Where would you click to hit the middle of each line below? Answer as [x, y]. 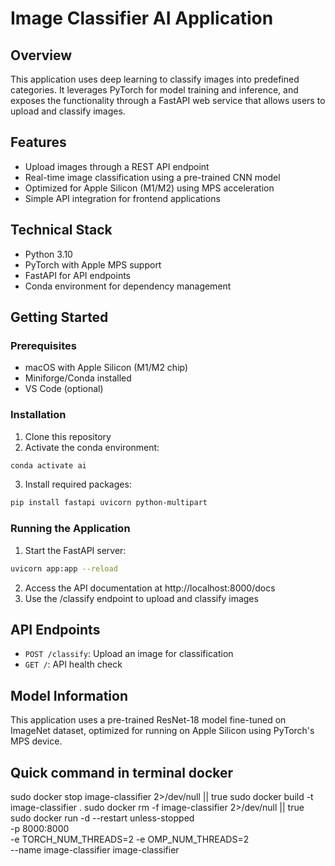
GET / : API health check [73, 664]
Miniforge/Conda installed [78, 378]
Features [38, 142]
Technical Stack [61, 230]
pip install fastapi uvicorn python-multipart [109, 503]
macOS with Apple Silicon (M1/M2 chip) [106, 368]
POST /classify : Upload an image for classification [129, 654]
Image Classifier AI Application [142, 18]
